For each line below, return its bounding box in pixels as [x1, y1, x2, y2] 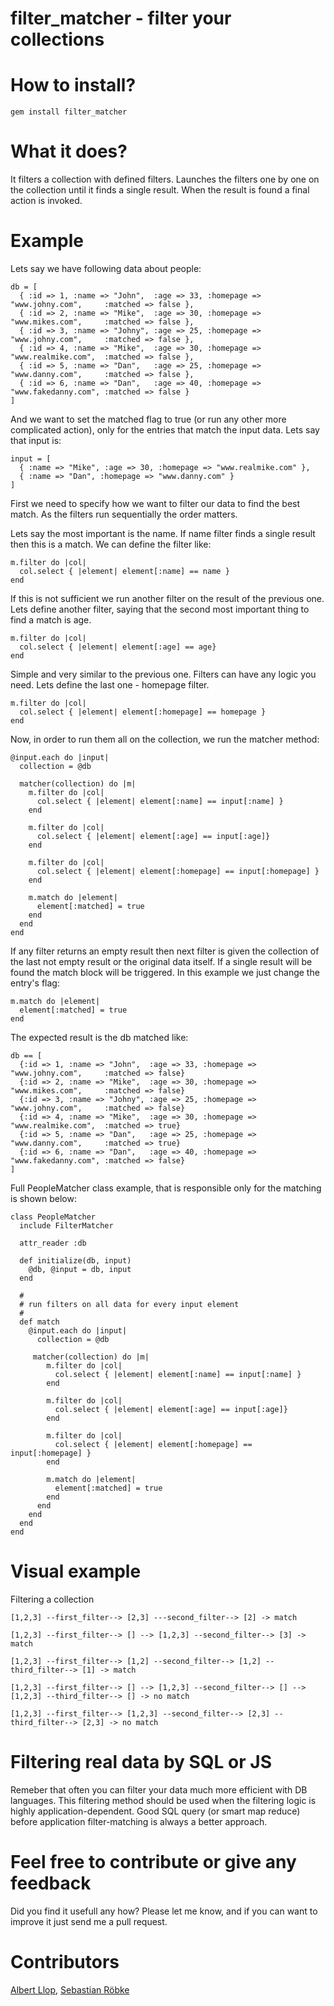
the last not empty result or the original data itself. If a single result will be [10, 956, 313, 967]
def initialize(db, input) [19, 1256, 132, 1266]
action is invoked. [10, 195, 83, 207]
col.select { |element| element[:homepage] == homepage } [19, 707, 267, 717]
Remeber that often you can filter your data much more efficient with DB [10, 1783, 308, 1796]
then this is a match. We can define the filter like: [10, 538, 212, 550]
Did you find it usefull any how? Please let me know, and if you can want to [10, 1905, 318, 1917]
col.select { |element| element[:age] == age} [19, 642, 217, 652]
